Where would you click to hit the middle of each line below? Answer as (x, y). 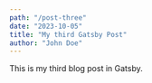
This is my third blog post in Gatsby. (76, 69)
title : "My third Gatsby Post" (68, 34)
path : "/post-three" (48, 18)
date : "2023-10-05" (46, 26)
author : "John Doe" (46, 43)
